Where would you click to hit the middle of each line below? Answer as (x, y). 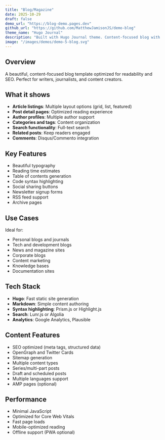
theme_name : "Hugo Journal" (34, 33)
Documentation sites (33, 271)
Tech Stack (23, 287)
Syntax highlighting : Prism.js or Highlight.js (57, 309)
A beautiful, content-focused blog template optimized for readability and (79, 74)
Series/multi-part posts (36, 368)
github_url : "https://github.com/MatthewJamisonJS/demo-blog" (70, 28)
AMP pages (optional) (34, 384)
